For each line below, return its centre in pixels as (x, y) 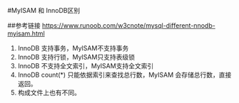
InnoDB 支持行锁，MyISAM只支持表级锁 (76, 57)
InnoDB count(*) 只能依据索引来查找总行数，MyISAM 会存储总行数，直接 (124, 75)
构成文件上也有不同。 (49, 92)
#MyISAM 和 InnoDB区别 (44, 10)
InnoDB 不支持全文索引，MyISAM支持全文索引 (86, 66)
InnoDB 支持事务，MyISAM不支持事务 (73, 48)
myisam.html (26, 33)
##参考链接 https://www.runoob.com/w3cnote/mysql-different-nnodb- (111, 26)
